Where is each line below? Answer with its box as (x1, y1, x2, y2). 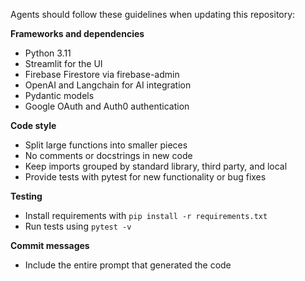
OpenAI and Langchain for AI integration (24, 79, 192, 91)
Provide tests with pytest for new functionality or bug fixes (24, 171, 267, 183)
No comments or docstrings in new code (24, 150, 193, 161)
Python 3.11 (24, 47, 72, 59)
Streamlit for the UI (24, 58, 103, 69)
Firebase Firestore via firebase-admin (24, 69, 180, 80)
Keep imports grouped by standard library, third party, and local (24, 160, 288, 172)
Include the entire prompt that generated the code (24, 259, 232, 271)
